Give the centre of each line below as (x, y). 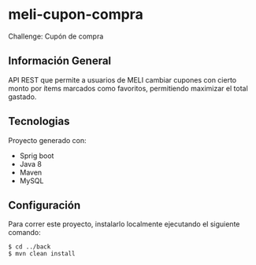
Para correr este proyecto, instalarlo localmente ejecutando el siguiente (124, 224)
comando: (24, 233)
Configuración (45, 205)
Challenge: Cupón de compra (56, 36)
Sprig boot (37, 156)
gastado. (22, 97)
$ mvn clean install (42, 254)
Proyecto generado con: (47, 140)
